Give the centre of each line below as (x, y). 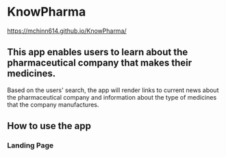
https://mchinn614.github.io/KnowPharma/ (67, 31)
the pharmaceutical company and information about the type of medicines (112, 97)
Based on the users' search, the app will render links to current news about (113, 90)
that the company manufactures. (53, 104)
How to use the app (49, 126)
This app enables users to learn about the (98, 52)
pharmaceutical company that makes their (100, 63)
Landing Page (30, 145)
